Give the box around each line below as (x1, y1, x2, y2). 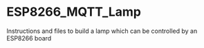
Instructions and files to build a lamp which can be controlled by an (6, 27, 198, 35)
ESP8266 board (6, 34, 52, 42)
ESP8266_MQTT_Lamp (6, 4, 142, 20)
